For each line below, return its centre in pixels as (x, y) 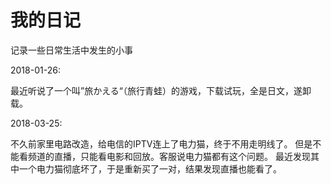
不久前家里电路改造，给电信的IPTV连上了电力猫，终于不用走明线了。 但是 (161, 143)
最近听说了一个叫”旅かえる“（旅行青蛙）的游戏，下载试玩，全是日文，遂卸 (161, 90)
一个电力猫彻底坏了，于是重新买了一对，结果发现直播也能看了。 (150, 168)
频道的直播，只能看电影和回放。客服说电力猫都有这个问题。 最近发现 (169, 156)
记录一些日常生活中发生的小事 (71, 50)
